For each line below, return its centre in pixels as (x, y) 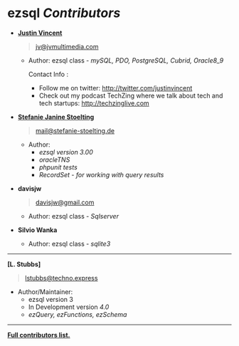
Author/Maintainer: (45, 292)
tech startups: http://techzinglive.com (94, 103)
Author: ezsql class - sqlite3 (69, 243)
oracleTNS (54, 159)
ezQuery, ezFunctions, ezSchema (78, 314)
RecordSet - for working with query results (101, 174)
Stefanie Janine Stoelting (56, 117)
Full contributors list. (39, 335)
